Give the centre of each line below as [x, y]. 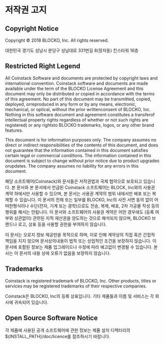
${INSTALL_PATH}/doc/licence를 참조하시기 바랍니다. [58, 337]
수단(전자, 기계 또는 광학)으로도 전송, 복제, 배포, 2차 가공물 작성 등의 [95, 206]
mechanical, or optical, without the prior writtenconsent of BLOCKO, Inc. [78, 109]
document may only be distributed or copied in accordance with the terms [80, 93]
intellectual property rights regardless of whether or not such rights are [77, 120]
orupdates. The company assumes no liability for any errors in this [72, 166]
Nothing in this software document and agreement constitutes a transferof [80, 115]
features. [14, 130]
